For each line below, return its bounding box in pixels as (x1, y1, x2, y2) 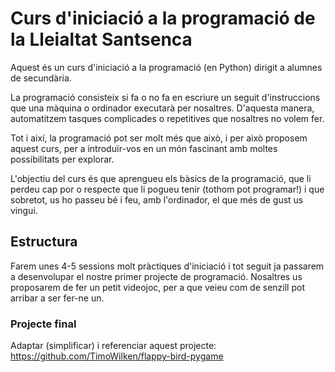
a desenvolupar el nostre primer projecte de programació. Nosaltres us (10, 270, 303, 282)
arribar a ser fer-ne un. (10, 292, 105, 304)
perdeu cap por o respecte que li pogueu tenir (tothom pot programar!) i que (10, 183, 325, 195)
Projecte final (10, 317, 77, 331)
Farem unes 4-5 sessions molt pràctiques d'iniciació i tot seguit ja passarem (10, 260, 325, 272)
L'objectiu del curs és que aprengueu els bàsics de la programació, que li (10, 172, 312, 184)
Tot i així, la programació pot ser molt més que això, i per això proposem (10, 132, 308, 144)
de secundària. (10, 72, 72, 84)
